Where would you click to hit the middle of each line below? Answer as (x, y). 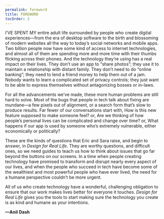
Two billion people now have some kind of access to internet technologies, (81, 48)
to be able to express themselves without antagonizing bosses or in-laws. (80, 85)
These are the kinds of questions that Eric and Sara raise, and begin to (77, 141)
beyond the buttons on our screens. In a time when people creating (73, 156)
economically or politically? (33, 131)
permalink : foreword (26, 10)
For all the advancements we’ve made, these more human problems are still (82, 94)
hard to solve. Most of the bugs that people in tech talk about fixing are (77, 100)
